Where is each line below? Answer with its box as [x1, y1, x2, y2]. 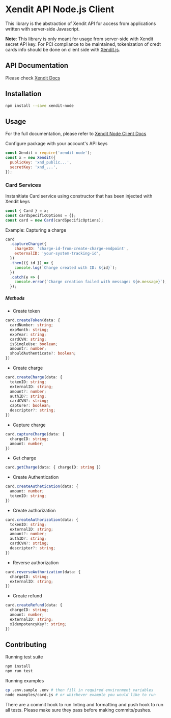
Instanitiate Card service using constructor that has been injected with [5, 192, 153, 199]
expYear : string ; [10, 332, 47, 337]
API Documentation [5, 61, 69, 70]
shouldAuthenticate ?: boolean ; [10, 351, 76, 356]
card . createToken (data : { [5, 318, 60, 323]
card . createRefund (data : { [5, 602, 63, 608]
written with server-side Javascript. [5, 25, 80, 32]
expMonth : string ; [10, 327, 49, 332]
